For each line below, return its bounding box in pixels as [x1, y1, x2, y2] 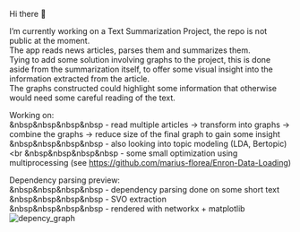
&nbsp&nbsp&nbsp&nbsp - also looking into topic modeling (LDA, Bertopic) [9, 139, 287, 149]
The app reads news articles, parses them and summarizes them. [9, 45, 251, 56]
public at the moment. [9, 36, 90, 46]
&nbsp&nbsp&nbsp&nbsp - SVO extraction [9, 193, 167, 204]
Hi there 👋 [9, 9, 47, 19]
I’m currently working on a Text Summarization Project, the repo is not [9, 26, 268, 36]
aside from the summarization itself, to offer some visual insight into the [9, 64, 273, 74]
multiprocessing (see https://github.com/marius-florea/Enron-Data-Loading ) [9, 158, 292, 168]
